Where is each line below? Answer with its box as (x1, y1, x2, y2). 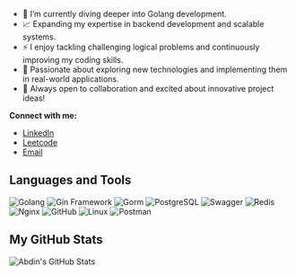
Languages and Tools (9, 173, 132, 188)
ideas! (22, 93, 46, 103)
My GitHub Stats (9, 232, 103, 247)
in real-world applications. (22, 74, 119, 84)
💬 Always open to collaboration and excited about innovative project (22, 84, 274, 93)
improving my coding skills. (22, 55, 124, 65)
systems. (22, 31, 57, 42)
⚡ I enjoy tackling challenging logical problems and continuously (22, 41, 260, 52)
